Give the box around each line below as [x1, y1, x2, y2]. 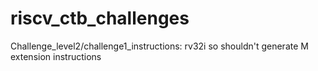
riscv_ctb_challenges [10, 7, 190, 30]
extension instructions [10, 50, 102, 62]
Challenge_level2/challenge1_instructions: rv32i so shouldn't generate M [10, 40, 309, 52]
